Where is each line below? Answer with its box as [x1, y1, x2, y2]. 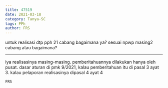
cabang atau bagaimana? [5, 45, 57, 51]
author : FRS [5, 26, 30, 31]
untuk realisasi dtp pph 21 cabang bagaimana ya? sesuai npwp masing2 [5, 39, 153, 45]
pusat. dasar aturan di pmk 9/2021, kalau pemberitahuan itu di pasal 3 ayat [5, 64, 159, 70]
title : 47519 [5, 7, 32, 12]
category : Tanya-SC [5, 16, 46, 21]
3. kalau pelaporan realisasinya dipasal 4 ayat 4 [5, 70, 103, 76]
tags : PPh [5, 21, 26, 26]
